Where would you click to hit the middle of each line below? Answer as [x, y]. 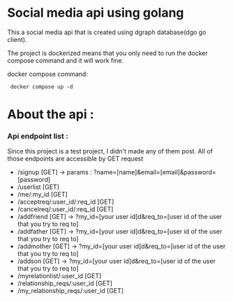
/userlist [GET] [38, 187]
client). [17, 39]
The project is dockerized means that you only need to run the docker [107, 53]
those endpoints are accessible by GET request [75, 159]
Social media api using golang [96, 13]
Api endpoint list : [38, 136]
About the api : [51, 115]
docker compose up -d [42, 86]
